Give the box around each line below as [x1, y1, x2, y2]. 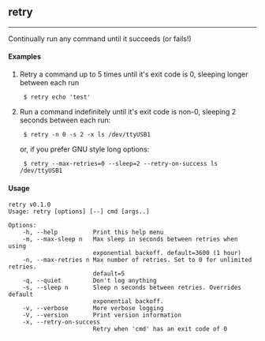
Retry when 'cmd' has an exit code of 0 [92, 325, 227, 333]
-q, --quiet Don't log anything [22, 277, 157, 285]
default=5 [92, 270, 125, 278]
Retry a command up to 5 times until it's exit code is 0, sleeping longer [19, 69, 248, 79]
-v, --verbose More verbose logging [22, 305, 164, 313]
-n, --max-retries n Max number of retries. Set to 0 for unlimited [22, 256, 252, 264]
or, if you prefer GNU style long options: [19, 144, 150, 154]
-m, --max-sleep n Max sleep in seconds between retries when [22, 235, 238, 243]
